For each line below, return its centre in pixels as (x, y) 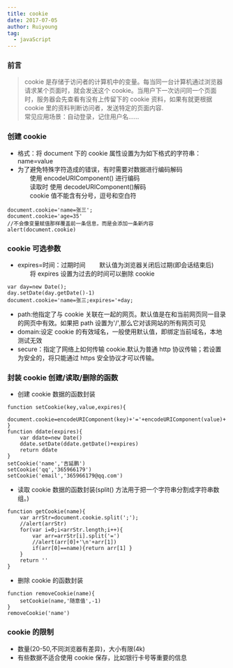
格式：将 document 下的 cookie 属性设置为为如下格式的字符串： (109, 153)
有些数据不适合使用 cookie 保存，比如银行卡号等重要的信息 (102, 658)
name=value (35, 161)
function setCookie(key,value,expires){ (67, 408)
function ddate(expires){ (45, 432)
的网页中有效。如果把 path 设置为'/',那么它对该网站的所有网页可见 (112, 323)
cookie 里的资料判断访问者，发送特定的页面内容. (94, 108)
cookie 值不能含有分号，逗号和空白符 (83, 195)
